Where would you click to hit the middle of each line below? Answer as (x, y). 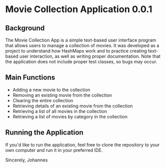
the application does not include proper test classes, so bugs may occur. (81, 61)
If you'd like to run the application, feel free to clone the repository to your (82, 145)
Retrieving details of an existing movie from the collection (73, 106)
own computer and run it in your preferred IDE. (54, 150)
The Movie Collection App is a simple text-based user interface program (81, 40)
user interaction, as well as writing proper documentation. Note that (90, 56)
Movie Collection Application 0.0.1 (79, 9)
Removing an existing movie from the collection (62, 95)
